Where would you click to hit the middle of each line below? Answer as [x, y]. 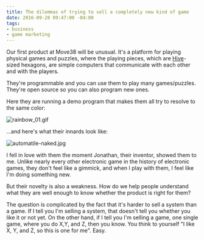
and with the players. [33, 71]
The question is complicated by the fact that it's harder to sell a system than [101, 205]
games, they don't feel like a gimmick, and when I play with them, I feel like [100, 168]
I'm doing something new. [39, 175]
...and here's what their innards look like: [57, 132]
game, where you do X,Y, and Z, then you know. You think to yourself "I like [100, 224]
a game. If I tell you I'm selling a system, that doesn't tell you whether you [98, 211]
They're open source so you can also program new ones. [78, 90]
